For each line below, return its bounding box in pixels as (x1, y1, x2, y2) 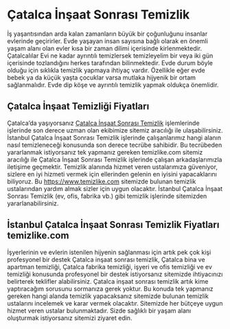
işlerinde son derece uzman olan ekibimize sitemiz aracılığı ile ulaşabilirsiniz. (7, 126, 223, 134)
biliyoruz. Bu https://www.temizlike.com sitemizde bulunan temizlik (7, 177, 196, 185)
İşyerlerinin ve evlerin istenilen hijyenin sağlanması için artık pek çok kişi (7, 248, 211, 256)
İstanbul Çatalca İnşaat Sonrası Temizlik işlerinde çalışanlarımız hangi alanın (7, 133, 222, 141)
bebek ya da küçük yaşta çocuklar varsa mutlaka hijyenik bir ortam (7, 73, 196, 82)
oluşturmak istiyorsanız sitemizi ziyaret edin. (7, 313, 133, 322)
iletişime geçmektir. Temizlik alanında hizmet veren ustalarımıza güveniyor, (7, 162, 218, 171)
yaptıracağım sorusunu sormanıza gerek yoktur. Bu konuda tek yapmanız (7, 284, 214, 293)
